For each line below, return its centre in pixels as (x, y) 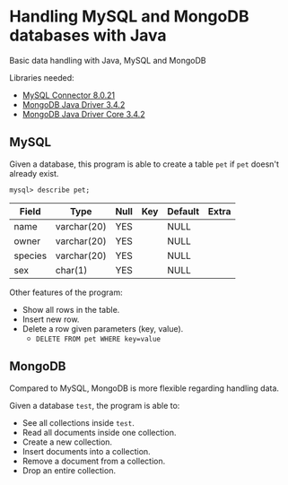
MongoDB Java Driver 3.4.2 (74, 104)
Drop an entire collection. (69, 470)
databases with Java (88, 35)
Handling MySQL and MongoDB (129, 17)
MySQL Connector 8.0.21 (69, 95)
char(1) (71, 270)
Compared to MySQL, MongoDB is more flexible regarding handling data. (144, 388)
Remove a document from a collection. (94, 461)
